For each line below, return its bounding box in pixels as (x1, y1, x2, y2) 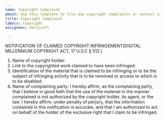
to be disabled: (12, 79, 43, 84)
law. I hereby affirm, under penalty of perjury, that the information (12, 99, 145, 105)
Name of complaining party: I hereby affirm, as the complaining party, (12, 83, 154, 89)
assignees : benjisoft (5, 25, 50, 30)
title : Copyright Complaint (5, 16, 63, 21)
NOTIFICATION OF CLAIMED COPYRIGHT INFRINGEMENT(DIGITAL (5, 43, 141, 49)
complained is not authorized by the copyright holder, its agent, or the (12, 94, 154, 100)
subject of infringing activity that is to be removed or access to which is (12, 73, 157, 79)
